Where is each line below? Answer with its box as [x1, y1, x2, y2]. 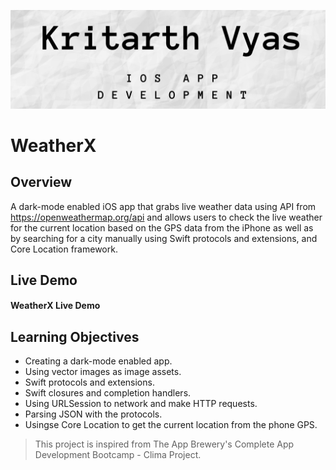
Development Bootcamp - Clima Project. [34, 449, 202, 461]
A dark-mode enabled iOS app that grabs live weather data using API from [10, 200, 317, 212]
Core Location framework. [10, 243, 118, 255]
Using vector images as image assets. [24, 366, 182, 378]
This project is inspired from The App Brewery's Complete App [34, 438, 295, 450]
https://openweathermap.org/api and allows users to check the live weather [10, 211, 323, 223]
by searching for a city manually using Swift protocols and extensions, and [10, 232, 318, 244]
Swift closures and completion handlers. [24, 387, 192, 399]
